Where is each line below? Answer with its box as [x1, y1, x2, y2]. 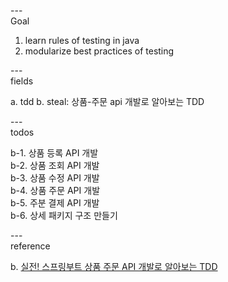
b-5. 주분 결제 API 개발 [10, 197, 100, 209]
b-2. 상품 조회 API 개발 [10, 160, 100, 171]
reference [10, 240, 51, 252]
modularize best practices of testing [24, 45, 175, 57]
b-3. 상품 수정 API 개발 [10, 172, 100, 184]
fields [10, 75, 34, 87]
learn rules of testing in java [24, 35, 140, 46]
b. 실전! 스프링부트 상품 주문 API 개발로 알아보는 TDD [10, 261, 218, 272]
